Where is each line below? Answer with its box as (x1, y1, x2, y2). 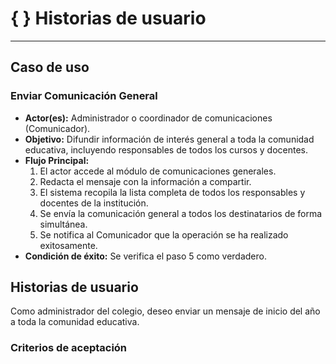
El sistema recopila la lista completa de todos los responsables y (39, 186, 306, 198)
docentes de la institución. (39, 197, 149, 209)
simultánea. (39, 218, 88, 230)
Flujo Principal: (24, 154, 90, 166)
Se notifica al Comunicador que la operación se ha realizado (39, 228, 289, 241)
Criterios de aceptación (10, 341, 128, 355)
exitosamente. (39, 239, 98, 251)
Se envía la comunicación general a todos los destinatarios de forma (39, 207, 323, 219)
